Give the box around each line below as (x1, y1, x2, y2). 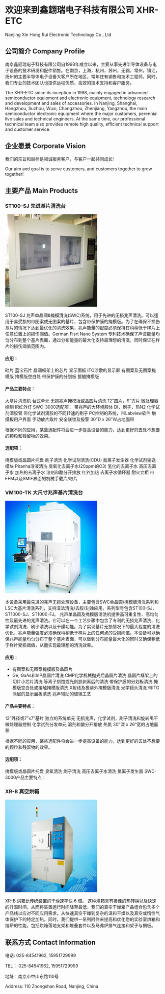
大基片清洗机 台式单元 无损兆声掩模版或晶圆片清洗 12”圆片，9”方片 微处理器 (5, 398, 159, 404)
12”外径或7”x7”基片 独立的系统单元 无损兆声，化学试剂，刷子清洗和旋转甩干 (5, 715, 159, 721)
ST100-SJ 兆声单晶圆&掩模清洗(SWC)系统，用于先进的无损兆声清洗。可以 (5, 312, 154, 318)
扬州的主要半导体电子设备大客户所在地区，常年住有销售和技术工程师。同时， (5, 74, 160, 79)
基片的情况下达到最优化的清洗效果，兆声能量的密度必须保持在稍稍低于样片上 (5, 325, 160, 331)
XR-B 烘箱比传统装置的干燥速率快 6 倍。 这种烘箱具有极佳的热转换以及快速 (5, 898, 157, 904)
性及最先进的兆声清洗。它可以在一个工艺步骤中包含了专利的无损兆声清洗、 (5, 617, 156, 623)
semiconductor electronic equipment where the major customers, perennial (5, 111, 158, 116)
